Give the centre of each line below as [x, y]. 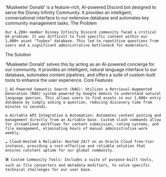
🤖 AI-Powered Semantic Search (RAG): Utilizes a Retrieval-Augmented [79, 89]
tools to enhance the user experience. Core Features [59, 80]
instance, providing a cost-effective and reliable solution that [75, 146]
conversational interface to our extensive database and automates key [77, 18]
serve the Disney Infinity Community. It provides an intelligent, [69, 12]
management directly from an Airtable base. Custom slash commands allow [83, 120]
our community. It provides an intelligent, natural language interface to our [81, 70]
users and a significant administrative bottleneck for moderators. [78, 45]
